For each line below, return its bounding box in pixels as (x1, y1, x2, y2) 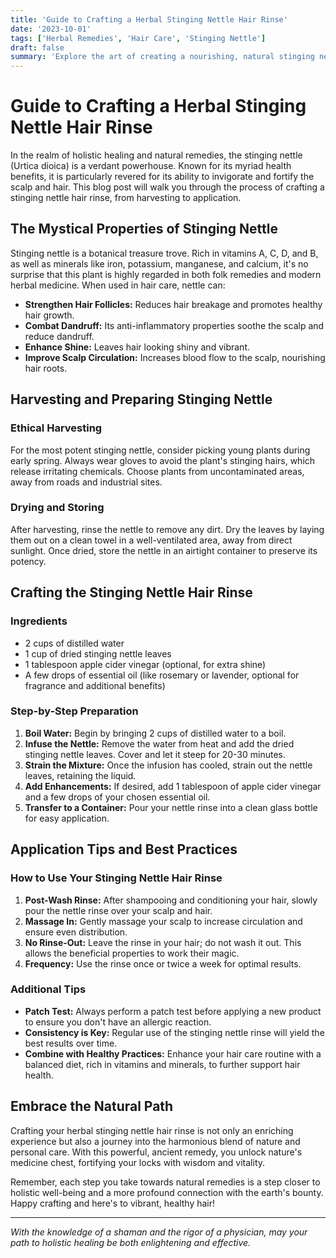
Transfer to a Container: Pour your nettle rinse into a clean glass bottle (24, 801, 318, 813)
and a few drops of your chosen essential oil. (24, 791, 211, 803)
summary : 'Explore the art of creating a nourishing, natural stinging (10, 52, 315, 62)
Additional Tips (10, 982, 87, 996)
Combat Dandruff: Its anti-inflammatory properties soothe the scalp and (24, 319, 325, 331)
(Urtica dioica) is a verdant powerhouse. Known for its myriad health (10, 160, 292, 172)
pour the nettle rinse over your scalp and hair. (24, 904, 213, 916)
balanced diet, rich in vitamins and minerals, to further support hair (24, 1058, 301, 1070)
